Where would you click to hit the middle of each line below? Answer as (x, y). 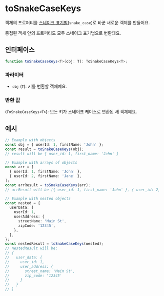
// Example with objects (30, 140)
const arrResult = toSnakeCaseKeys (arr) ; (48, 185)
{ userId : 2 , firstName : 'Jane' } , (46, 176)
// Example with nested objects (38, 198)
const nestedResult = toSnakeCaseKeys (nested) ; (54, 244)
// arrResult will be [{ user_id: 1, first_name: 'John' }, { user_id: (79, 190)
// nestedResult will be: (31, 248)
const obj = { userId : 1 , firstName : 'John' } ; (54, 144)
